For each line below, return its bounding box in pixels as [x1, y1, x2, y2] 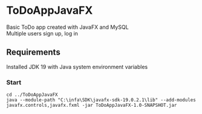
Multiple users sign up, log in [6, 29, 79, 37]
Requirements [6, 47, 60, 58]
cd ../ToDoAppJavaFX [6, 92, 59, 98]
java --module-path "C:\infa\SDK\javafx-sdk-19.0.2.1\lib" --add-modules [6, 97, 197, 103]
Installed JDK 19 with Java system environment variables [6, 63, 148, 70]
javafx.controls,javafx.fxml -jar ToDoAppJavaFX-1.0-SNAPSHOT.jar [6, 103, 177, 109]
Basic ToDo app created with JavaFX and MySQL [6, 23, 129, 31]
